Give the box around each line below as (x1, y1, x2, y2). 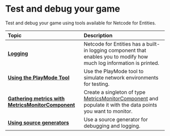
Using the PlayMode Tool (8, 74, 70, 81)
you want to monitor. (83, 108, 133, 115)
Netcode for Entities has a (83, 40, 145, 47)
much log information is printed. (83, 59, 159, 66)
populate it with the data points (83, 101, 157, 108)
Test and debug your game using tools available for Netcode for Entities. (5, 20, 156, 26)
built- (146, 40, 160, 47)
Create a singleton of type (83, 88, 146, 95)
